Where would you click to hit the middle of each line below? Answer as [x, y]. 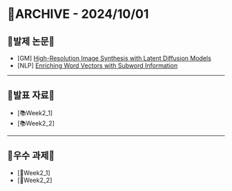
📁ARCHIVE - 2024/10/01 [78, 14]
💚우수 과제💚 [31, 155]
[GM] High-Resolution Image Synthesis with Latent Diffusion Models [114, 58]
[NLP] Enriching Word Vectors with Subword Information [97, 66]
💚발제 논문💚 [31, 41]
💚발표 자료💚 [31, 95]
